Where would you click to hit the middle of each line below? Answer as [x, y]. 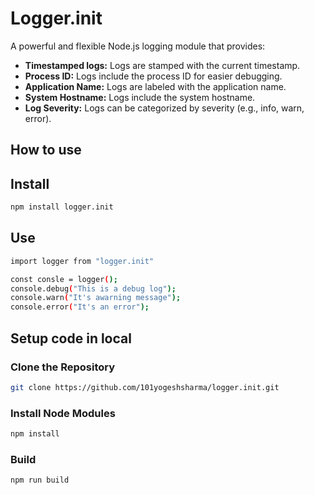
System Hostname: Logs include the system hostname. [140, 97]
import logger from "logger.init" [82, 261]
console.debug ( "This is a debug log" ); [93, 288]
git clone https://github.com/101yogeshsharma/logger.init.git [145, 387]
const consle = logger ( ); [64, 279]
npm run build [40, 480]
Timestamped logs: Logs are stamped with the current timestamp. [162, 65]
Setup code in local [71, 338]
